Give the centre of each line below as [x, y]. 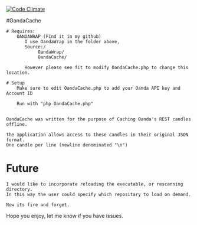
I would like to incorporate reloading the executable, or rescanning [95, 184]
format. [16, 140]
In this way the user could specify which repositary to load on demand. [99, 194]
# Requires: [21, 31]
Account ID [19, 93]
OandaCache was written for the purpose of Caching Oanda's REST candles [99, 119]
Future [23, 169]
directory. [19, 189]
